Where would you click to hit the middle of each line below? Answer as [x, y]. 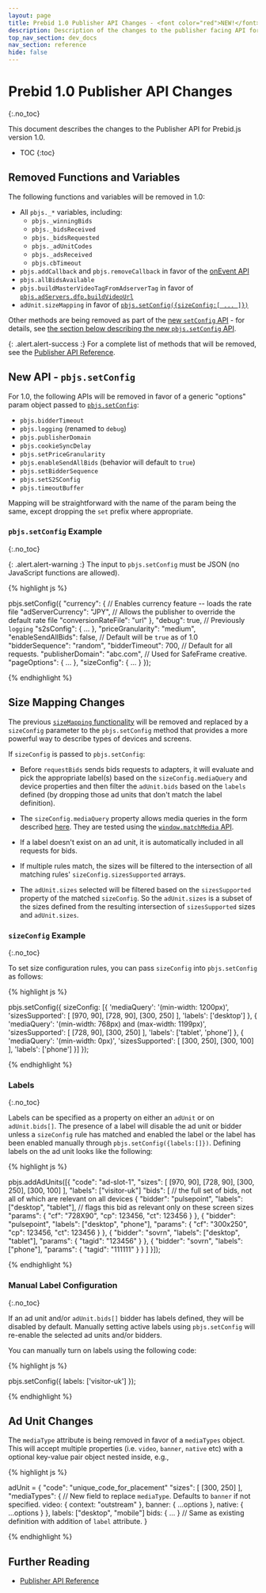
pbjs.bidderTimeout [52, 421]
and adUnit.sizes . [49, 915]
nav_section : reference [47, 45]
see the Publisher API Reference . [62, 352]
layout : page [30, 15]
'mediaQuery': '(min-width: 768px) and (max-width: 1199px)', [108, 1024]
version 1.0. [27, 137]
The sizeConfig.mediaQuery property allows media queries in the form [133, 818]
